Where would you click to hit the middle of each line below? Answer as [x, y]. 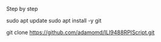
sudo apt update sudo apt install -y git [54, 20]
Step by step [22, 9]
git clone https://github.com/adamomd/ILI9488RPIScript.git [80, 32]
